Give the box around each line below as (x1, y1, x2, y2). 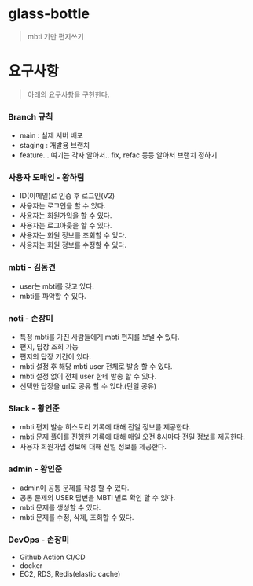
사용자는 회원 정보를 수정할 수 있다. (19, 241, 127, 250)
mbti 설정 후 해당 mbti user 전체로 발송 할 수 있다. (19, 362, 173, 371)
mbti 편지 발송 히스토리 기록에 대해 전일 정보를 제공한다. (19, 422, 191, 432)
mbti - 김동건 (8, 262, 57, 273)
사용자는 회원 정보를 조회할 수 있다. (19, 230, 127, 240)
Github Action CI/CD (19, 552, 86, 562)
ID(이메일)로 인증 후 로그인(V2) (19, 191, 115, 201)
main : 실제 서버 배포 (19, 131, 84, 140)
